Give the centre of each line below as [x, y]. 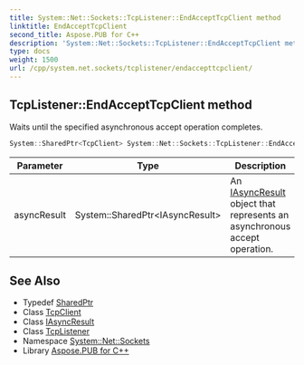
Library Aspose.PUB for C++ [76, 351]
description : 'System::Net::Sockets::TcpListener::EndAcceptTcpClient [145, 43]
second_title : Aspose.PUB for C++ [75, 34]
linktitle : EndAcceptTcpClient [68, 26]
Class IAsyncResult [58, 322]
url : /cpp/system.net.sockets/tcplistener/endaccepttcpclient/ [131, 69]
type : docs [30, 52]
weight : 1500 [34, 60]
